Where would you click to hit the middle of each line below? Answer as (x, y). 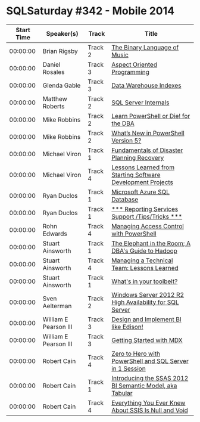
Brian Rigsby (60, 51)
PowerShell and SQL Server (150, 361)
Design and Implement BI (146, 319)
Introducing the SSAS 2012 (150, 378)
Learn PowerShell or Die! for (151, 116)
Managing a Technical (142, 260)
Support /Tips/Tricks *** (147, 216)
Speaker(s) (62, 33)
